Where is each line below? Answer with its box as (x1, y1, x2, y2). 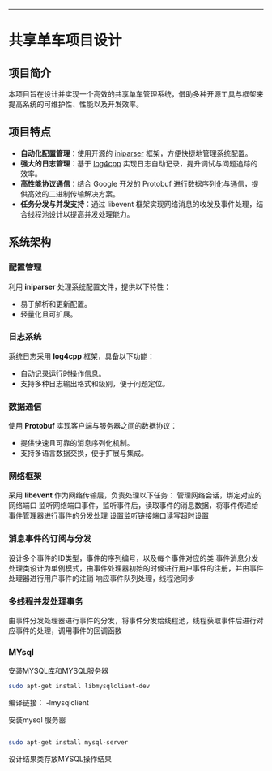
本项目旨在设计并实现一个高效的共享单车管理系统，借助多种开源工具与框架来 (8, 89, 264, 98)
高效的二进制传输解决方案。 (27, 188, 120, 199)
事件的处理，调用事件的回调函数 (15, 626, 122, 635)
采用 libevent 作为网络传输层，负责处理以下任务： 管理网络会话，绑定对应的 (8, 490, 262, 500)
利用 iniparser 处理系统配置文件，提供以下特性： (8, 282, 172, 291)
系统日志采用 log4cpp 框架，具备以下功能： (8, 351, 155, 361)
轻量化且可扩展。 (19, 309, 78, 319)
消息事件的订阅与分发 (8, 533, 91, 545)
